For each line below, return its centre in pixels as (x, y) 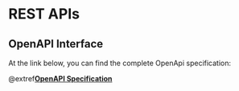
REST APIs (44, 14)
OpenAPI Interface (56, 44)
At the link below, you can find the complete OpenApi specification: (120, 63)
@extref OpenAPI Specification (60, 79)
